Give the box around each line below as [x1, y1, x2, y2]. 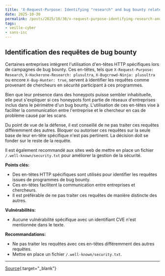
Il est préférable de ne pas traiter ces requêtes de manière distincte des [12, 192, 157, 198]
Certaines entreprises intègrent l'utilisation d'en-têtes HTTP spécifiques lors [5, 61, 160, 67]
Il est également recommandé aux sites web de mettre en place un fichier [5, 147, 154, 153]
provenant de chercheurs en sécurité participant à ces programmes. [5, 82, 143, 88]
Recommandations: [5, 231, 46, 237]
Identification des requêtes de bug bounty [5, 48, 137, 56]
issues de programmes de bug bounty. [12, 176, 91, 182]
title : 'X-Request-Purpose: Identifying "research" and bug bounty [5, 7, 146, 12]
